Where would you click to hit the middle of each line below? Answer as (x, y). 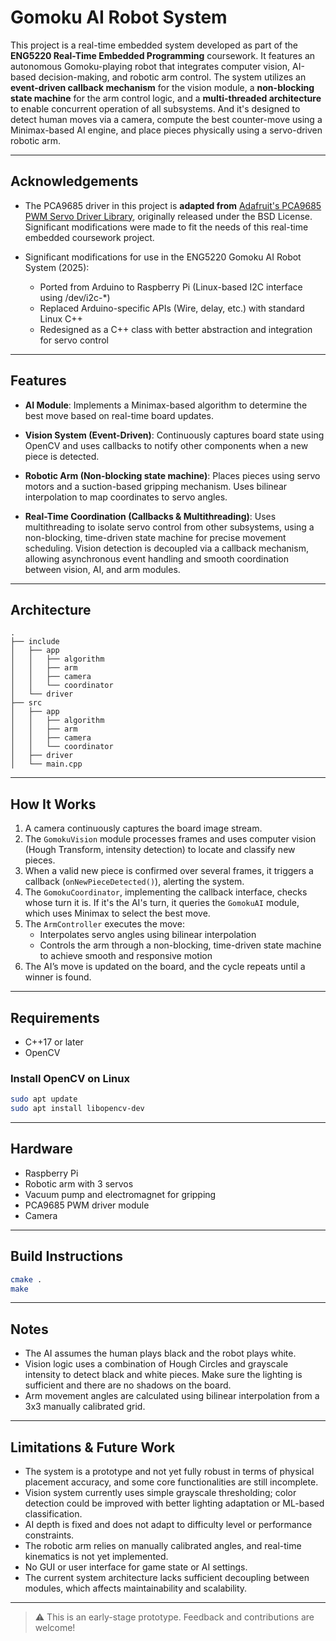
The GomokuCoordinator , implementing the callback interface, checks (166, 892)
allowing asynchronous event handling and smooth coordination (157, 558)
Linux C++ (61, 318)
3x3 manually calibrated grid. (85, 1407)
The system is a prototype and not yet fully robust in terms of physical (169, 1472)
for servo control (74, 340)
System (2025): (57, 267)
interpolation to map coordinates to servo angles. (126, 497)
